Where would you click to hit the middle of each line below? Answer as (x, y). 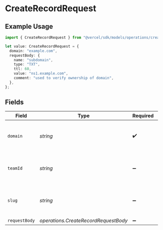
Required (143, 116)
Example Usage (29, 27)
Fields (15, 102)
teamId (15, 168)
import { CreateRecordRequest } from (43, 37)
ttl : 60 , (23, 69)
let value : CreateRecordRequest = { (42, 46)
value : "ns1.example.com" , (41, 73)
